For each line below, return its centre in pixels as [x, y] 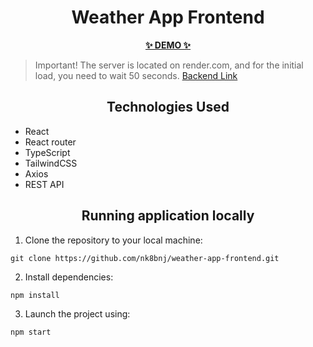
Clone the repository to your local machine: [113, 240]
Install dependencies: [69, 277]
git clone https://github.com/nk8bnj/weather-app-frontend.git [145, 258]
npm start [31, 332]
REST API [44, 184]
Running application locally [168, 216]
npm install [35, 295]
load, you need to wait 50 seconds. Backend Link [136, 75]
